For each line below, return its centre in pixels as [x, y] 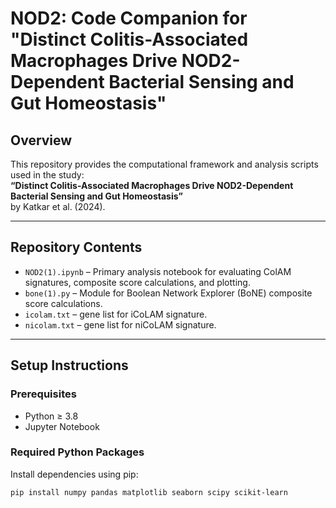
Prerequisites [43, 394]
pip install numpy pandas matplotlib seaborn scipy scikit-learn [149, 492]
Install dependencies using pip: [74, 474]
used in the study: [47, 175]
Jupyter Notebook [62, 426]
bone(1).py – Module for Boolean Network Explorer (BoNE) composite [168, 293]
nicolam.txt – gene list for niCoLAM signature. [120, 324]
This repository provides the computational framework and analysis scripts [164, 164]
